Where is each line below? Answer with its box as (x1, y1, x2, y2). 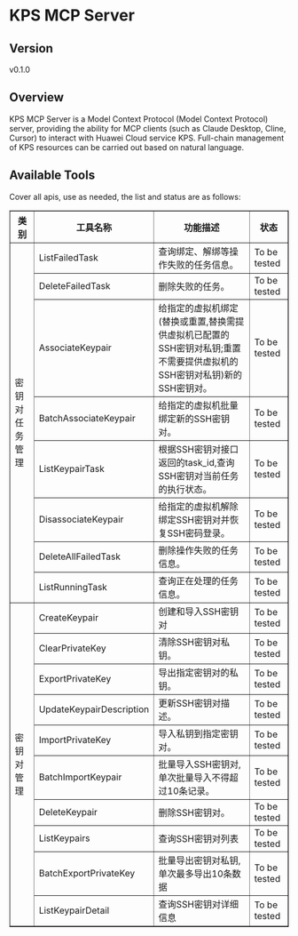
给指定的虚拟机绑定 (158, 301, 239, 314)
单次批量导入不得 (158, 771, 231, 783)
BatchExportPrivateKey (38, 867, 136, 879)
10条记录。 (167, 784, 215, 796)
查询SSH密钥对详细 (158, 898, 239, 910)
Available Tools (9, 168, 96, 183)
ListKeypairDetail (38, 904, 110, 916)
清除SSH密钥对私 (158, 636, 231, 648)
